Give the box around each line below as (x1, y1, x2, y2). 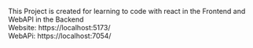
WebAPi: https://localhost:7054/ (8, 31, 112, 40)
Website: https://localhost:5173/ (8, 23, 111, 32)
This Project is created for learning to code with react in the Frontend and (8, 7, 246, 15)
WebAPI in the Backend (8, 15, 84, 24)
